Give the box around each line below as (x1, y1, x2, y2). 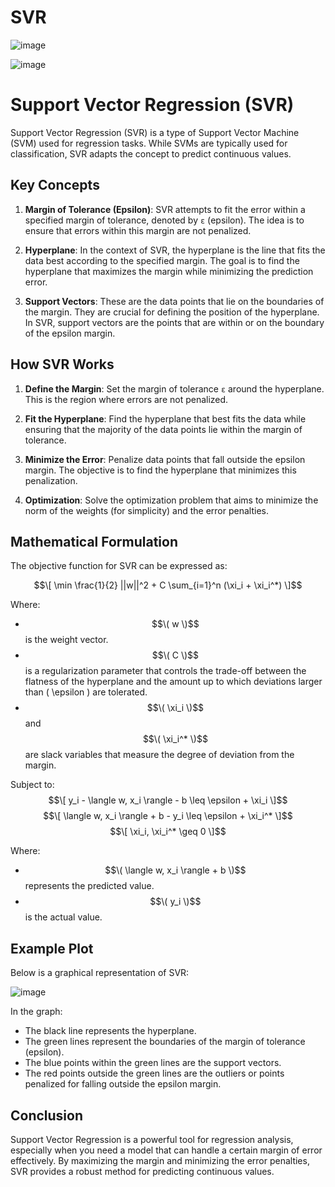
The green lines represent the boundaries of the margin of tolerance (24, 1036, 306, 1048)
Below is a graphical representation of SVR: (10, 967, 190, 979)
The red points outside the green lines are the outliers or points (24, 1067, 285, 1080)
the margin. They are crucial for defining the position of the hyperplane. (24, 306, 320, 318)
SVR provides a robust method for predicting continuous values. (10, 1165, 275, 1177)
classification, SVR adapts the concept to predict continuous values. (10, 147, 292, 160)
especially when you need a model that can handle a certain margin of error (10, 1144, 323, 1156)
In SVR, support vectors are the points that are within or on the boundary (24, 316, 325, 328)
